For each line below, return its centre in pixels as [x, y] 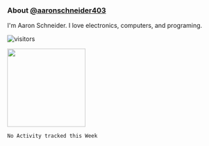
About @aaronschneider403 [57, 10]
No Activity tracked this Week [52, 136]
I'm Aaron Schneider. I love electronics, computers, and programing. [105, 26]
